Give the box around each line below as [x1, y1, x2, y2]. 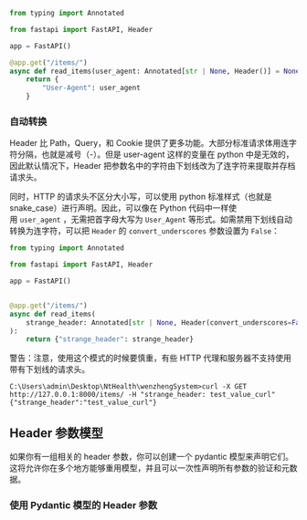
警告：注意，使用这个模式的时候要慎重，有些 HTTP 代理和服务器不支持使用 [9, 352, 292, 364]
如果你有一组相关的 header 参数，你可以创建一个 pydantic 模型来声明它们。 [9, 452, 294, 463]
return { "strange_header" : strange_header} [26, 335, 195, 344]
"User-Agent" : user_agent [42, 83, 142, 93]
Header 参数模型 [9, 425, 103, 441]
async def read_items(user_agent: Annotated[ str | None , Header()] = [9, 67, 281, 76]
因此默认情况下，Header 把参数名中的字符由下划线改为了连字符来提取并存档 [9, 161, 296, 172]
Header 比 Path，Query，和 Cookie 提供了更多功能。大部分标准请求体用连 [9, 138, 290, 149]
